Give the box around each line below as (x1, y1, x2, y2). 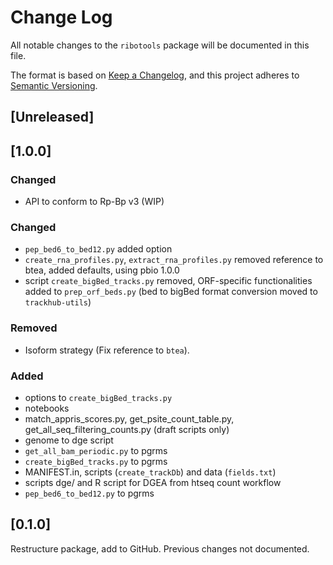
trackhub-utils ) (24, 296, 92, 308)
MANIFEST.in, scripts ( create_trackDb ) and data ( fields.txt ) (24, 466, 277, 478)
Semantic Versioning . (10, 79, 98, 91)
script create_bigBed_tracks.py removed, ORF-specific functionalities (24, 275, 313, 287)
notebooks (24, 402, 70, 414)
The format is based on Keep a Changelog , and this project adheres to (10, 69, 300, 81)
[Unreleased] (10, 109, 95, 126)
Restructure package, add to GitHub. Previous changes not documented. (10, 542, 310, 555)
